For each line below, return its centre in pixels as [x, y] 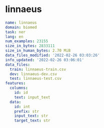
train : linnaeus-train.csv [38, 69]
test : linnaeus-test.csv [36, 79]
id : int [22, 106]
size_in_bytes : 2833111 [30, 46]
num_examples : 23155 [27, 41]
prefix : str [27, 111]
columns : [19, 88]
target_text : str [32, 121]
